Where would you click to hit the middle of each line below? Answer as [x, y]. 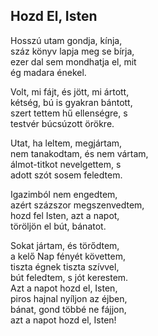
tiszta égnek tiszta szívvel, [65, 266]
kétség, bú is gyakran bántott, [71, 102]
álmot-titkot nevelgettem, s [66, 164]
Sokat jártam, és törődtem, [65, 245]
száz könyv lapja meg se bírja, [72, 51]
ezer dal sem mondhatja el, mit [73, 61]
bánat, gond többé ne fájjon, [68, 309]
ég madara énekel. [48, 72]
